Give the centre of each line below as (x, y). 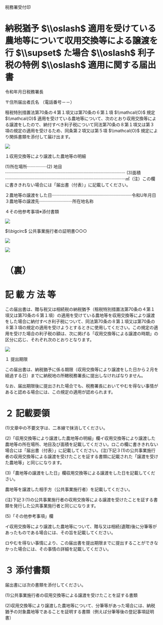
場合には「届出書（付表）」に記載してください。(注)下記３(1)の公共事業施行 (80, 450)
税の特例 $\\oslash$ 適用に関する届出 (81, 65)
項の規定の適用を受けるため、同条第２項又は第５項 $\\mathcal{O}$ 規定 (77, 130)
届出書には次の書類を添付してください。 (45, 585)
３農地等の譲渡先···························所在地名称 (49, 201)
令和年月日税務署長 (24, 92)
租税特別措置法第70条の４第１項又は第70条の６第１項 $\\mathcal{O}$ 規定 (80, 112)
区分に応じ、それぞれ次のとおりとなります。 (50, 340)
